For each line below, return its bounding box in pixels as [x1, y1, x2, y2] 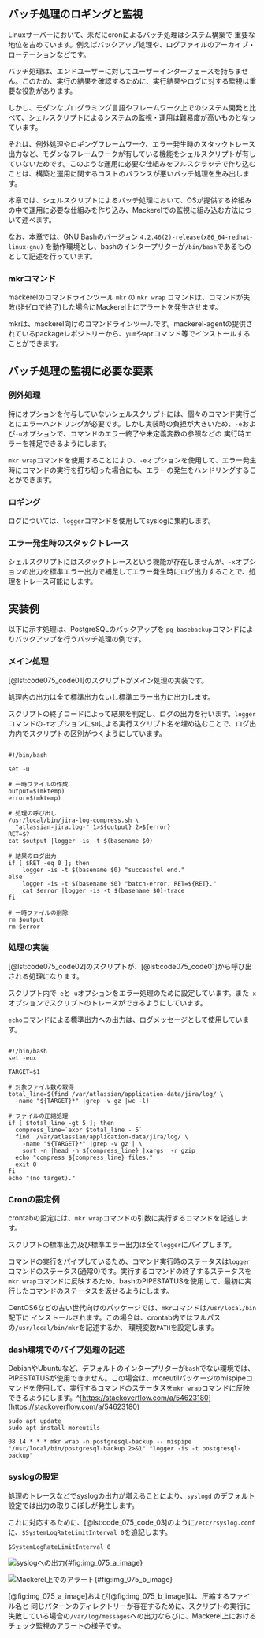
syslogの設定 [8, 1472, 59, 1483]
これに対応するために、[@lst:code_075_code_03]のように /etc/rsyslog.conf [8, 1517, 255, 1527]
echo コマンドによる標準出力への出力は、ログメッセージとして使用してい [8, 1015, 243, 1024]
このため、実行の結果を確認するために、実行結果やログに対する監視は [21, 76, 250, 85]
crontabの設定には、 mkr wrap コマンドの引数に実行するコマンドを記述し [8, 1213, 242, 1223]
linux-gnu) [8, 243, 44, 251]
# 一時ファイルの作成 [8, 780, 69, 788]
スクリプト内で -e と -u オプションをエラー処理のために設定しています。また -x [8, 988, 257, 997]
